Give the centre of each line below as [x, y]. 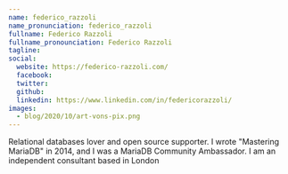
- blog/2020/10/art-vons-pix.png [78, 116]
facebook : [34, 75]
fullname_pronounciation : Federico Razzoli [91, 42]
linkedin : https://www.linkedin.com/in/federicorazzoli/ [124, 100]
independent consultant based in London [84, 161]
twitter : [33, 83]
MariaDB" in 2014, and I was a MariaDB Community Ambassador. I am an [142, 151]
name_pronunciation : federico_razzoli [80, 26]
